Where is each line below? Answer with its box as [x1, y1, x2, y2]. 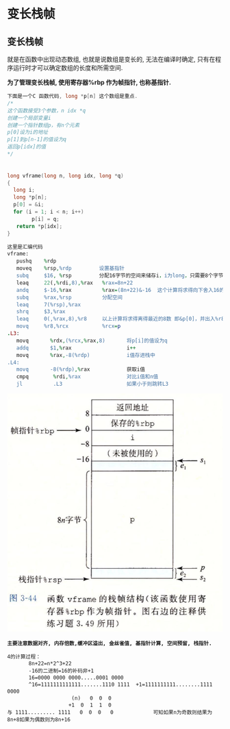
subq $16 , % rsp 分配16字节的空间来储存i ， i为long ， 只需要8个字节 [16, 272, 224, 279]
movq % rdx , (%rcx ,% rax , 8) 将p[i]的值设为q [16, 337, 168, 344]
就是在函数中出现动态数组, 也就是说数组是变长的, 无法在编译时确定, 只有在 [7, 55, 216, 63]
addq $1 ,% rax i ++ [16, 344, 136, 351]
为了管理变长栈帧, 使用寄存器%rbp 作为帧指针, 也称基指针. [7, 78, 171, 86]
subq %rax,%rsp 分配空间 [16, 294, 123, 301]
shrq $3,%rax [16, 308, 66, 315]
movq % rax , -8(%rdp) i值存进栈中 [16, 351, 155, 358]
